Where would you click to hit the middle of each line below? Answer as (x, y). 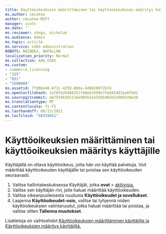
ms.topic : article (24, 42)
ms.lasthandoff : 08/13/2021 (34, 111)
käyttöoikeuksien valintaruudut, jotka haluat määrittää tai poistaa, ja (81, 206)
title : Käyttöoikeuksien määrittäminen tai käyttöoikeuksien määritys (79, 10)
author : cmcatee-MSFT (27, 19)
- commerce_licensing (27, 70)
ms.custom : (16, 65)
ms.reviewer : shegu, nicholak (36, 33)
